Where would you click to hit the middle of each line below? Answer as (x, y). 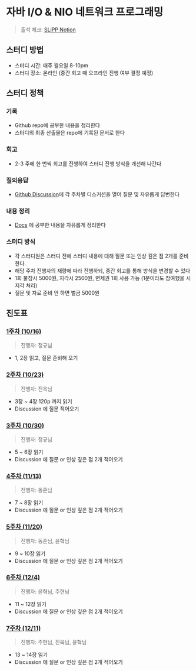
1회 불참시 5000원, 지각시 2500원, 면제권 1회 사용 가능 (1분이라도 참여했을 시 (103, 278)
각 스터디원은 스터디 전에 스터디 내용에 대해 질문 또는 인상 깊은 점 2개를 (96, 256)
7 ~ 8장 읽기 (29, 503)
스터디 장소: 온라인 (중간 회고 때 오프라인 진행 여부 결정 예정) (84, 73)
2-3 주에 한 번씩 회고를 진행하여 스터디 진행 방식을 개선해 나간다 (88, 164)
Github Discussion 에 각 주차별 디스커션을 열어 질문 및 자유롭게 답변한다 (97, 194)
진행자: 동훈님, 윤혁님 (45, 540)
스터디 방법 (25, 50)
